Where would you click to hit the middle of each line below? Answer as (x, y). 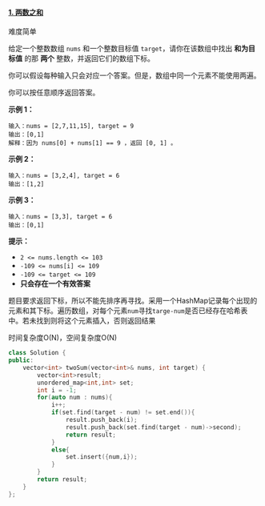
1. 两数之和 (26, 12)
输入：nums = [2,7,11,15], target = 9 (71, 127)
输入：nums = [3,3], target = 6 (60, 217)
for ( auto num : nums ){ (75, 398)
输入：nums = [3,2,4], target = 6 (64, 176)
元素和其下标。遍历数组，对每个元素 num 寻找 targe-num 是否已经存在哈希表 (128, 311)
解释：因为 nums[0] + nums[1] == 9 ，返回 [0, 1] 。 (93, 143)
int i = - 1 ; (57, 390)
